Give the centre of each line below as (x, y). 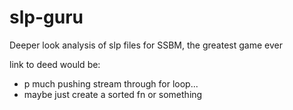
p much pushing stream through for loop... (111, 83)
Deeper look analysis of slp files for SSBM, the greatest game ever (146, 45)
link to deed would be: (55, 64)
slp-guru (46, 17)
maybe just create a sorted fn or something (113, 94)
